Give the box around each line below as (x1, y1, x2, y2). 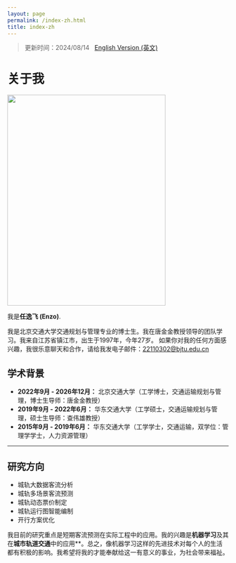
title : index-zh (7, 23, 55, 30)
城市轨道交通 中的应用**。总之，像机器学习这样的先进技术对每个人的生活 (13, 539, 223, 548)
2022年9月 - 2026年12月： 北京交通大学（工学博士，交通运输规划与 (17, 387, 216, 396)
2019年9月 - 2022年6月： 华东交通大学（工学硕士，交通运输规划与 (17, 405, 212, 413)
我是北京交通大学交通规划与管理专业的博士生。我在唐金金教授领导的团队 (7, 328, 216, 336)
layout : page (7, 10, 46, 18)
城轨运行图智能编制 (17, 507, 74, 515)
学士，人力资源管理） (29, 432, 92, 440)
